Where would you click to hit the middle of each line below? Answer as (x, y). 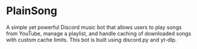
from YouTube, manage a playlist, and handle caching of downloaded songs (98, 33)
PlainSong (32, 11)
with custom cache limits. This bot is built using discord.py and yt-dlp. (91, 40)
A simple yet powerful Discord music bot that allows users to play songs (94, 27)
